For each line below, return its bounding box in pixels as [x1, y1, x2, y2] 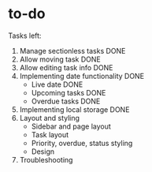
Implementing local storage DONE [19, 104, 130, 114]
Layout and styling [19, 113, 80, 122]
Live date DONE [31, 80, 83, 89]
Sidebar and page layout [31, 122, 112, 131]
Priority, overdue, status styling [31, 138, 133, 148]
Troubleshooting [19, 155, 73, 164]
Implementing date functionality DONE [19, 71, 144, 80]
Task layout [31, 129, 69, 139]
